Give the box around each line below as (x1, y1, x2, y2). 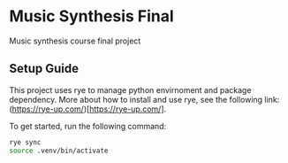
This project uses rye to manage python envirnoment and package (9, 84, 252, 95)
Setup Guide (9, 61, 80, 76)
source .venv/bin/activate (9, 146, 109, 155)
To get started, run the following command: (9, 120, 167, 131)
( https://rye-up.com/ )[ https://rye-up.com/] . (9, 104, 167, 114)
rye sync (9, 137, 42, 147)
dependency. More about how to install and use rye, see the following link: (9, 94, 280, 105)
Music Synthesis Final (9, 6, 174, 27)
